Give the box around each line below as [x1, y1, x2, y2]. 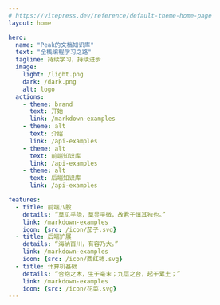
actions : [15, 92, 45, 100]
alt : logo [22, 85, 56, 93]
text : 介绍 [29, 130, 64, 138]
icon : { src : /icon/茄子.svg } [22, 225, 117, 233]
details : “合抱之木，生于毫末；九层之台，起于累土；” [22, 270, 181, 278]
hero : [8, 33, 26, 41]
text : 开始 [29, 108, 64, 115]
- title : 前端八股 [15, 203, 72, 211]
